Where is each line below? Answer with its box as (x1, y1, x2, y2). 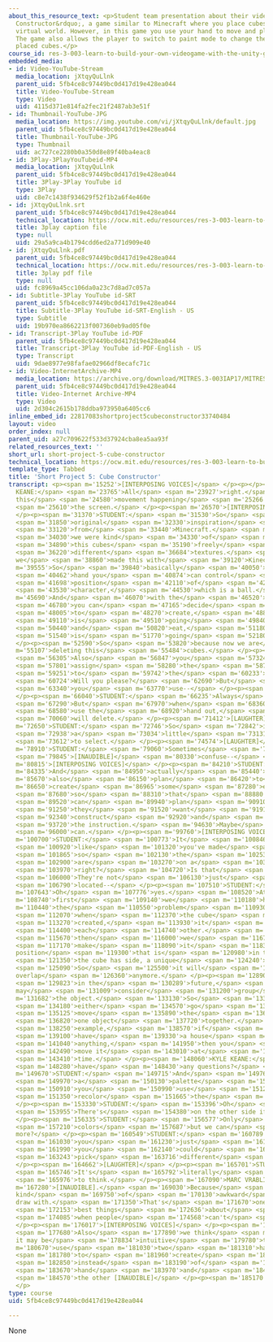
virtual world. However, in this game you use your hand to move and (15, 27, 256, 35)
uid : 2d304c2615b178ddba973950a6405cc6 (15, 405, 151, 413)
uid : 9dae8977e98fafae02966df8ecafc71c (15, 359, 151, 368)
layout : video (8, 420, 57, 428)
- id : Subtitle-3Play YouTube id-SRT (8, 292, 136, 300)
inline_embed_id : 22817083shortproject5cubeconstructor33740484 (8, 412, 231, 421)
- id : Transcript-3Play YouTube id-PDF (8, 329, 144, 337)
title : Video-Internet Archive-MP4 (15, 389, 136, 398)
